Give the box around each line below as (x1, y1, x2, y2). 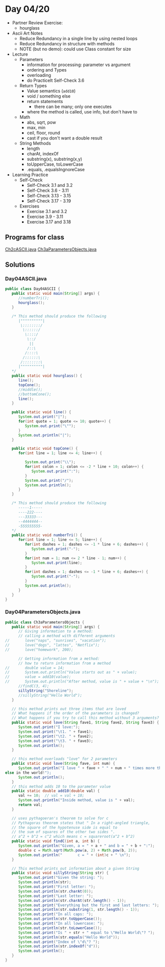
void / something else (27, 93, 71, 99)
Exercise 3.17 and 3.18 (27, 218, 71, 225)
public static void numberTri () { (11, 533, 82, 538)
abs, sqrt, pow (27, 119, 56, 125)
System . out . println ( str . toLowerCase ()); (18, 926, 102, 931)
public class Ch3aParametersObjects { (5, 620, 84, 625)
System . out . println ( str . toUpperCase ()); (18, 916, 102, 922)
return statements (27, 98, 63, 104)
